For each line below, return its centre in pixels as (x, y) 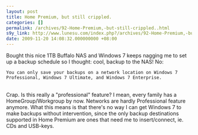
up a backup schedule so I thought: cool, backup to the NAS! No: (85, 62)
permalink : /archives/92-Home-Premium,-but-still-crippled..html (88, 28)
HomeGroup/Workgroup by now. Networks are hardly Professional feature (96, 101)
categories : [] (25, 22)
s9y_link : (18, 33)
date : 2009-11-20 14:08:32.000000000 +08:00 (62, 39)
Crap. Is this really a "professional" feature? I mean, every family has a (91, 95)
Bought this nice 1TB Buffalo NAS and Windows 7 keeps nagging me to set (96, 55)
